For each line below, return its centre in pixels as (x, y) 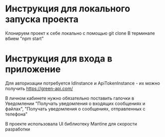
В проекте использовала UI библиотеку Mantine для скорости (71, 123)
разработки (18, 129)
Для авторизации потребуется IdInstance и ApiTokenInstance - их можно (83, 83)
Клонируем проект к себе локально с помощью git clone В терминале (80, 33)
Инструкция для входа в (59, 59)
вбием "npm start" (24, 38)
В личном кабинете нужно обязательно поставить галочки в (70, 98)
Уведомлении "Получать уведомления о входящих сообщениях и (75, 103)
